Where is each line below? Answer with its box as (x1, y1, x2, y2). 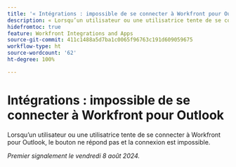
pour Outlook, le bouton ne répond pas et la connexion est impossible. (7, 138, 211, 146)
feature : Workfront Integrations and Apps (7, 29, 133, 37)
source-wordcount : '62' (7, 50, 77, 57)
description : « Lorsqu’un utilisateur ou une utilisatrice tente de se (7, 17, 221, 24)
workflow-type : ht (7, 43, 61, 50)
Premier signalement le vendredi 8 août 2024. (7, 152, 140, 160)
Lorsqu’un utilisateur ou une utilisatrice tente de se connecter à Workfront (7, 131, 221, 139)
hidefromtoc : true (7, 23, 61, 30)
